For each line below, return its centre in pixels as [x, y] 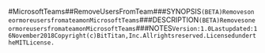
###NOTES [154, 28]
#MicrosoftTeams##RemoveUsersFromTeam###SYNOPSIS [105, 11]
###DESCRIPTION [169, 20]
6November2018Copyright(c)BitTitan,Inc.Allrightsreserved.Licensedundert [132, 36]
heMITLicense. [32, 43]
